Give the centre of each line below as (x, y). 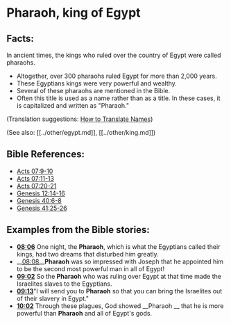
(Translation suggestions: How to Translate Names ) (80, 119)
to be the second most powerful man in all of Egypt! (90, 268)
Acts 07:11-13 (35, 178)
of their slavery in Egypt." (53, 298)
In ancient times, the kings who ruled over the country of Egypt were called (114, 55)
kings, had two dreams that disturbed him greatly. (87, 254)
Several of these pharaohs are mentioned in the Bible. (93, 91)
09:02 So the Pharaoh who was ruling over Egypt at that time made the (119, 276)
